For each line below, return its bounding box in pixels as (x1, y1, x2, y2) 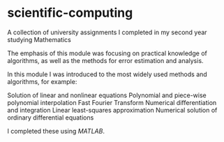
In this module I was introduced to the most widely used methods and (7, 70, 207, 78)
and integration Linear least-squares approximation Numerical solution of (7, 106, 218, 114)
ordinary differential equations (7, 113, 94, 122)
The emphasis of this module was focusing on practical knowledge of (7, 49, 207, 57)
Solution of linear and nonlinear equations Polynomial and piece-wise (7, 91, 207, 99)
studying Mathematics (7, 35, 71, 43)
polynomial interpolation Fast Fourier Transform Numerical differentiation (7, 98, 217, 106)
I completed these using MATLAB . (7, 127, 105, 135)
